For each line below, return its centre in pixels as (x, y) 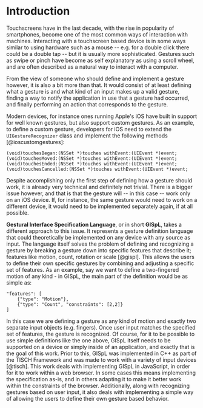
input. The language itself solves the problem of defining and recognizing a (100, 244)
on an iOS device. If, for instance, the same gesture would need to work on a (102, 199)
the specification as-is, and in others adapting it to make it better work (94, 379)
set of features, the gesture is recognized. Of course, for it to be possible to (101, 334)
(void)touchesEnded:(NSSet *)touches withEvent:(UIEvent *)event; (92, 164)
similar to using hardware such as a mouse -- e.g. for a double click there (98, 47)
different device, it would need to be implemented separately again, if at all (99, 206)
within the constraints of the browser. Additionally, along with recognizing (98, 386)
